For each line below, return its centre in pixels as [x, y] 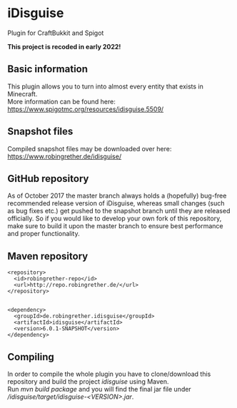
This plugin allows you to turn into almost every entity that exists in [105, 86]
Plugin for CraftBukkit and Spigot [56, 33]
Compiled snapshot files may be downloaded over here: [90, 148]
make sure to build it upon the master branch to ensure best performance [115, 226]
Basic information [47, 69]
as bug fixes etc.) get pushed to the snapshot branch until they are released [119, 211]
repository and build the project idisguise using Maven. [88, 382]
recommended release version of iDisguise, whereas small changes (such [116, 203]
